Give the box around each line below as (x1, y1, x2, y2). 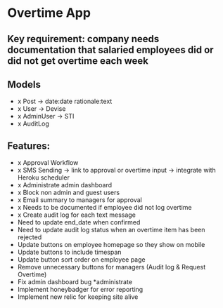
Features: (7, 140, 51, 152)
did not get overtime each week (7, 55, 149, 67)
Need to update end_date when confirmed (17, 218, 141, 227)
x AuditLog (17, 119, 49, 128)
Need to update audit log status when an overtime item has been (17, 226, 205, 234)
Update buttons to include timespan (17, 248, 122, 257)
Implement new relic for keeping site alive (17, 293, 139, 301)
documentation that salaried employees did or (7, 43, 214, 55)
